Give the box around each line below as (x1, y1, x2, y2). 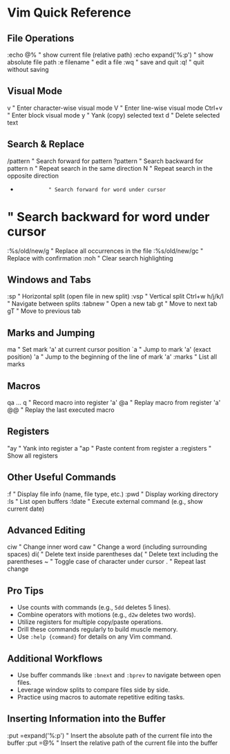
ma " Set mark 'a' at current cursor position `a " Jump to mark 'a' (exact (7, 346, 211, 354)
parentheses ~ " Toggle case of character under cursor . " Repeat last (7, 558, 206, 566)
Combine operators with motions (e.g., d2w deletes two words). (17, 610, 196, 619)
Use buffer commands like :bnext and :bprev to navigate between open (17, 671, 221, 679)
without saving (7, 66, 50, 73)
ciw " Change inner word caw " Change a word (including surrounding (7, 543, 207, 551)
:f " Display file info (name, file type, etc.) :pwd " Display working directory (7, 489, 219, 498)
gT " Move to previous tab (7, 307, 82, 315)
